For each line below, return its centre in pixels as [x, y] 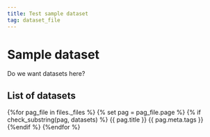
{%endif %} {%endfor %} [44, 127]
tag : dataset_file [34, 20]
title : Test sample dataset [48, 14]
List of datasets [42, 96]
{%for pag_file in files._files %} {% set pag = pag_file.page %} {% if [104, 113]
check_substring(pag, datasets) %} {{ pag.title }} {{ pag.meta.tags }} [105, 120]
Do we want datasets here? [46, 74]
